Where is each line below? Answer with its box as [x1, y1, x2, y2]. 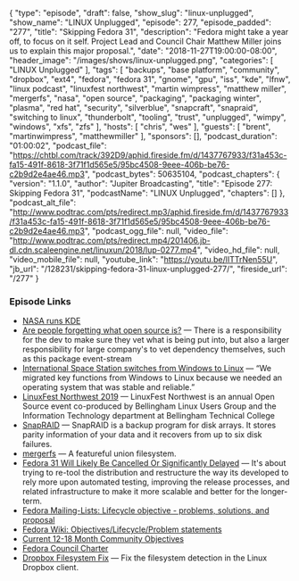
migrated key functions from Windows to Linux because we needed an [21, 372, 283, 383]
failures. [21, 439, 53, 450]
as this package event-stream [21, 353, 132, 364]
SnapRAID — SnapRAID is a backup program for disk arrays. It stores [21, 419, 277, 431]
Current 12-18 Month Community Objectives [21, 534, 185, 544]
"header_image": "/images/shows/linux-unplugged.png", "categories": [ [9, 55, 274, 65]
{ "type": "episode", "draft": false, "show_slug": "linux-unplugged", [9, 8, 254, 18]
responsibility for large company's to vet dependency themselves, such [21, 344, 286, 355]
